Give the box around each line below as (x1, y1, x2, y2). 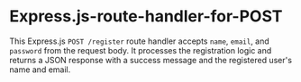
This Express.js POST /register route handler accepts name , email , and (9, 36, 270, 46)
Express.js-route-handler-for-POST (9, 6, 283, 27)
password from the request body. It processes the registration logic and (9, 45, 272, 55)
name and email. (9, 64, 71, 75)
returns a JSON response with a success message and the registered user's (9, 54, 293, 65)
